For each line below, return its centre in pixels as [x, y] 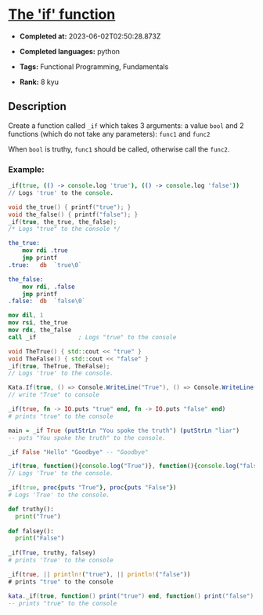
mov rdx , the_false [40, 330]
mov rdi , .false [49, 287]
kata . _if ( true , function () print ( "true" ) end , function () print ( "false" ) [131, 596]
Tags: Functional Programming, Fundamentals [94, 66]
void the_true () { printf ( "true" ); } [70, 207]
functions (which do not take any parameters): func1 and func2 [109, 134]
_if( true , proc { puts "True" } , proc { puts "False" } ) [92, 488]
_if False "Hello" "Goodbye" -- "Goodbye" [78, 452]
